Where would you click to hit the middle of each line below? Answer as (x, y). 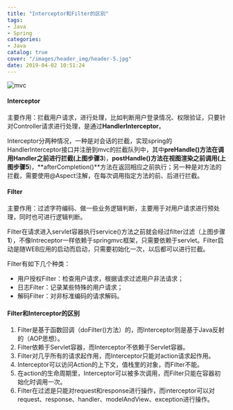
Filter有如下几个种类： (39, 264)
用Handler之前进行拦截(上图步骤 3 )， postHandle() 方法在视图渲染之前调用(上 (116, 158)
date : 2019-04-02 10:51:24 (46, 65)
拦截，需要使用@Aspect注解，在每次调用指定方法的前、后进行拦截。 (105, 175)
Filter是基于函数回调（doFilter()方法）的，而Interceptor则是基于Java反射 (121, 330)
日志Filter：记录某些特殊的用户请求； (70, 287)
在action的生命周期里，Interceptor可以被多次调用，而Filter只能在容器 (116, 373)
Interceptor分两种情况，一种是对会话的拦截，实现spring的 (90, 140)
